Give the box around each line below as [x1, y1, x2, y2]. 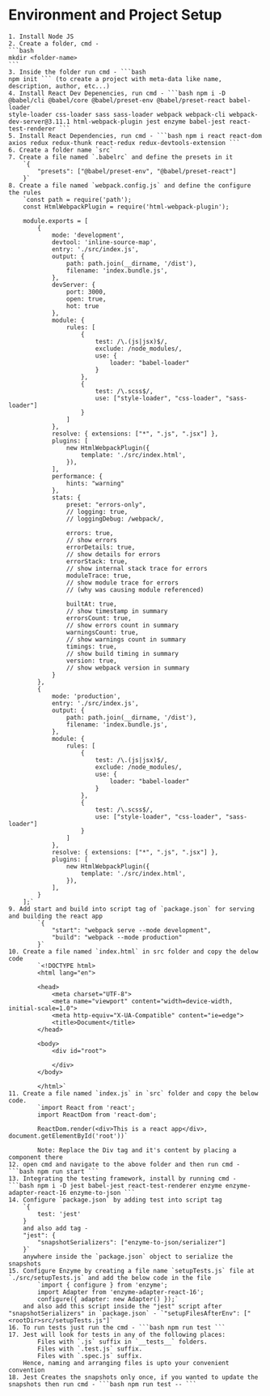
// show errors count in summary [65, 621, 179, 629]
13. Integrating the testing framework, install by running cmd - [8, 1174, 237, 1183]
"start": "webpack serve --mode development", [51, 926, 212, 934]
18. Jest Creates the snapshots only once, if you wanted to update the [8, 1372, 259, 1381]
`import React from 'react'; [37, 1103, 136, 1111]
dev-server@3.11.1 [8, 118, 70, 126]
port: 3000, [65, 288, 107, 296]
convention [8, 1366, 45, 1374]
